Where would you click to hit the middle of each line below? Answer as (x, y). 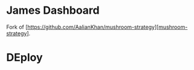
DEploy (24, 58)
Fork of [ (17, 27)
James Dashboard (53, 10)
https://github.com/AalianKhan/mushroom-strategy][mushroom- (107, 27)
